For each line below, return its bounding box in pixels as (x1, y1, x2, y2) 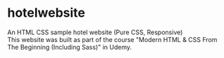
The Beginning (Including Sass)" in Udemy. (7, 43, 132, 51)
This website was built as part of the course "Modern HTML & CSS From (7, 35, 218, 43)
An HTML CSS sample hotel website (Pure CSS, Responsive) (7, 28, 183, 36)
